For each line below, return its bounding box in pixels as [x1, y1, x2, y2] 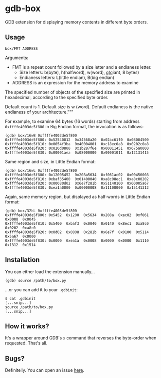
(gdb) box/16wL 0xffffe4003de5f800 [5, 168, 77, 173]
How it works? [5, 322, 50, 330]
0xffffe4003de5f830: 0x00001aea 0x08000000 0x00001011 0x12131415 [5, 150, 149, 155]
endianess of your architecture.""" [5, 109, 74, 115]
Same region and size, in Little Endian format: [5, 159, 96, 164]
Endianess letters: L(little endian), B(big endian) [19, 74, 115, 80]
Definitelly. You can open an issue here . [5, 367, 85, 373]
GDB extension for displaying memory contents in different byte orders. [5, 19, 148, 25]
